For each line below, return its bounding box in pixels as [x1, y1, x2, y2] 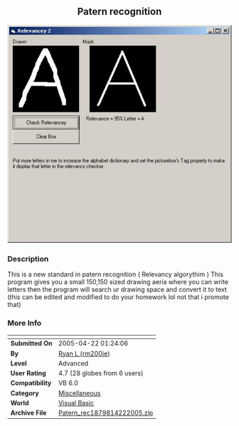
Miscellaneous [58, 388, 101, 398]
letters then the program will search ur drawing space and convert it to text [7, 285, 228, 294]
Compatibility [10, 379, 52, 388]
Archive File [10, 409, 47, 417]
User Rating [10, 369, 46, 378]
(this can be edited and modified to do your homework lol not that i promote [7, 293, 230, 301]
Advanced [58, 359, 89, 368]
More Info [7, 318, 42, 328]
